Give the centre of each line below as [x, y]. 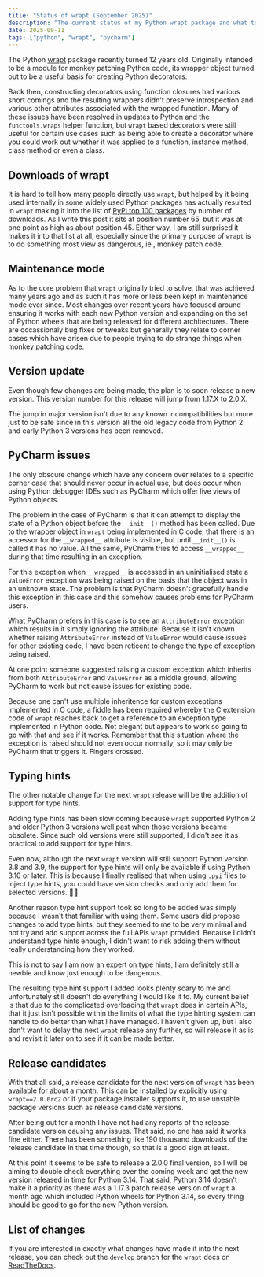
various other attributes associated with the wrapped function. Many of [123, 109]
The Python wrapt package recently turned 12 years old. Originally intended [131, 60]
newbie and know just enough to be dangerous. [85, 973]
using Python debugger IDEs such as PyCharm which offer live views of [125, 491]
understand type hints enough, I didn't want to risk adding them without [124, 941]
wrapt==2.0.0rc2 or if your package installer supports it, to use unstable [124, 1099]
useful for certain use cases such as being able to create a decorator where [131, 134]
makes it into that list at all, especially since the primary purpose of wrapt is [130, 236]
